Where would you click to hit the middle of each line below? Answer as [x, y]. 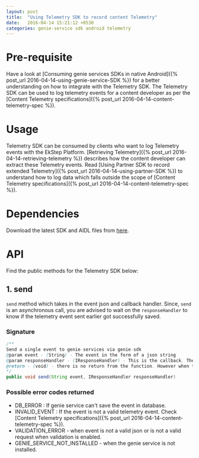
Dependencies [43, 214]
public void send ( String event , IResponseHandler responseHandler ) [91, 377]
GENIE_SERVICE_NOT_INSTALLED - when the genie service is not [95, 443]
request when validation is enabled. [58, 437]
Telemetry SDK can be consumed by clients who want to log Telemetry [93, 146]
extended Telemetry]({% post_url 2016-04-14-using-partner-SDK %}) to [94, 171]
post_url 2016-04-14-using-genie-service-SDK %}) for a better [83, 80]
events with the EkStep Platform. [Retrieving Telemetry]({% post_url [89, 152]
